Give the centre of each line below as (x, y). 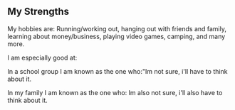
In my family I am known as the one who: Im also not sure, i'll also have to (115, 92)
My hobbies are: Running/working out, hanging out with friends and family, (117, 28)
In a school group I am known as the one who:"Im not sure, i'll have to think (117, 71)
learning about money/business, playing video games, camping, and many (116, 36)
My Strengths (38, 12)
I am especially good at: (42, 57)
